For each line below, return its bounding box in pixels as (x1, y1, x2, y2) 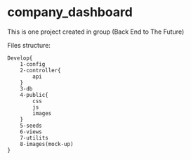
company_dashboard (7, 4, 133, 20)
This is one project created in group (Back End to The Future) (7, 27, 185, 36)
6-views (20, 128, 42, 135)
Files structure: (7, 41, 51, 49)
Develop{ (7, 54, 33, 62)
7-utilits (20, 134, 49, 141)
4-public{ (20, 91, 49, 98)
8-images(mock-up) (20, 140, 74, 147)
